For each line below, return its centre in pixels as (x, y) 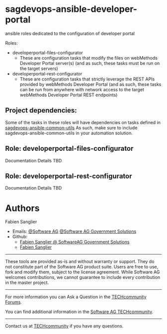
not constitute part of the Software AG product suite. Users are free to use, (82, 267)
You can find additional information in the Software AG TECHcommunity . (79, 312)
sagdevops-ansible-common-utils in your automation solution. (69, 133)
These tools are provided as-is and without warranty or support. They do (80, 262)
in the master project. (27, 283)
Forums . (14, 302)
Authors (22, 208)
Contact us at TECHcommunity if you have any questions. (64, 326)
